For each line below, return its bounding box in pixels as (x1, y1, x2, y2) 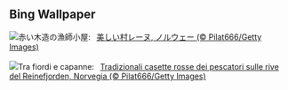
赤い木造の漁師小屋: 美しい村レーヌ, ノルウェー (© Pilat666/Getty (18, 31, 262, 42)
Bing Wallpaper (9, 7, 96, 22)
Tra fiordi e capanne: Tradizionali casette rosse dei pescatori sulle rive (18, 61, 280, 71)
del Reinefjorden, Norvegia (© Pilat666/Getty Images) (9, 71, 206, 81)
